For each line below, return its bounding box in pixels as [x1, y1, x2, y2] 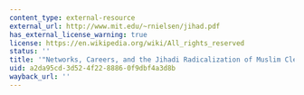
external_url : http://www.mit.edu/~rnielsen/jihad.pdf [9, 22, 221, 31]
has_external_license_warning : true [9, 30, 147, 39]
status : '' [9, 47, 51, 56]
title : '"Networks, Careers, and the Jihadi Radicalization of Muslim [9, 55, 281, 64]
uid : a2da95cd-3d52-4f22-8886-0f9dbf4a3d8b [9, 64, 176, 73]
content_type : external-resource [9, 13, 136, 23]
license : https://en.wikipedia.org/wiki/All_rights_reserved [9, 38, 245, 48]
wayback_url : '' [9, 72, 71, 81]
